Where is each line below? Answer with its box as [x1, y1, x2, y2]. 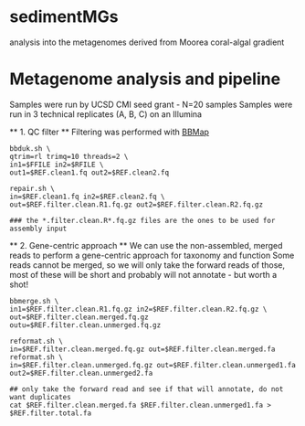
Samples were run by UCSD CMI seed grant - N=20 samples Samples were [9, 99, 293, 110]
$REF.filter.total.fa [9, 409, 92, 418]
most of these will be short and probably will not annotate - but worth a [9, 269, 278, 280]
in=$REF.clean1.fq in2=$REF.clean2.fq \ [9, 192, 166, 201]
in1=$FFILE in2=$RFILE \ [9, 160, 104, 169]
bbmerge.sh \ [9, 296, 59, 305]
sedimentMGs [9, 6, 119, 27]
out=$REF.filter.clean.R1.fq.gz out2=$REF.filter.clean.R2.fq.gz [9, 199, 263, 209]
